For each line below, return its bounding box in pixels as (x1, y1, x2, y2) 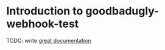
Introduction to (6, 4, 83, 18)
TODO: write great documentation (6, 37, 91, 44)
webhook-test (6, 17, 79, 31)
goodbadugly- (85, 4, 160, 18)
